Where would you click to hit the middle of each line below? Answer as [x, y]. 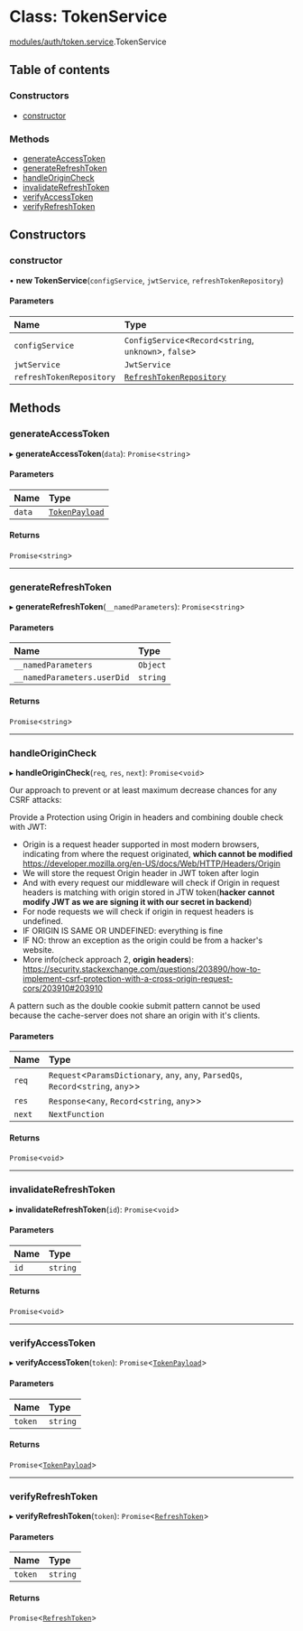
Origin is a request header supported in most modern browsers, [141, 844]
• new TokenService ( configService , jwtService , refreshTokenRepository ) [147, 280]
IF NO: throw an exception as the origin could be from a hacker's [142, 940]
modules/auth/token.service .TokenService [88, 42]
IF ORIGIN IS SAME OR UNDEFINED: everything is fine [123, 930]
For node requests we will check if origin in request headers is [138, 911]
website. [38, 949]
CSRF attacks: [36, 799]
